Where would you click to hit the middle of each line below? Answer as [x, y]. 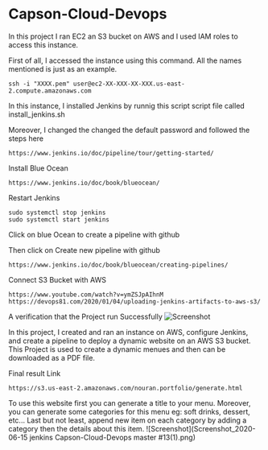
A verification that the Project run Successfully [86, 316]
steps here [26, 138]
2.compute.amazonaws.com [50, 91]
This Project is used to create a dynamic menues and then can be [117, 349]
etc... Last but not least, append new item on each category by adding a [128, 420]
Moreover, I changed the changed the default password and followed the [129, 130]
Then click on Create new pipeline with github [85, 250]
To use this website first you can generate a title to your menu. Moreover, [130, 403]
